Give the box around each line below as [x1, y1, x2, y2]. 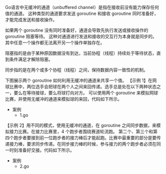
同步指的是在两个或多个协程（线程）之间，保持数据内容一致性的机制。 [5, 67, 148, 73]
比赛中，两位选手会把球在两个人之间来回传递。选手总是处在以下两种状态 [9, 84, 157, 89]
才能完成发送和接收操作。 [5, 17, 57, 22]
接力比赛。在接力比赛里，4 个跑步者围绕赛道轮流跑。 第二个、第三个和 [9, 128, 153, 134]
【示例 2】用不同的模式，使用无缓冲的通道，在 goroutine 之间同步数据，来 [5, 122, 157, 128]
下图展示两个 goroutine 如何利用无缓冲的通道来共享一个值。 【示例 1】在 [5, 77, 153, 83]
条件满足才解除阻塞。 [9, 57, 53, 62]
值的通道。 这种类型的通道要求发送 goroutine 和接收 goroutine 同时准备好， [5, 10, 159, 16]
